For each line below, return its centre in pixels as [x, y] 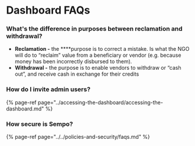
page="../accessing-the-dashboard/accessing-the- [100, 102]
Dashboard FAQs [48, 10]
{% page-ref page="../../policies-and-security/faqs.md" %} [78, 137]
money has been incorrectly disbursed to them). [73, 61]
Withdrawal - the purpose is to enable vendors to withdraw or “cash [98, 68]
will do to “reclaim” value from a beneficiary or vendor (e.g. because [98, 55]
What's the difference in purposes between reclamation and [95, 29]
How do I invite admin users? [48, 89]
